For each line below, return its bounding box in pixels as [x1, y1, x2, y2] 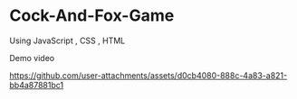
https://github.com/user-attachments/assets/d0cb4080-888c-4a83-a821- [9, 69, 288, 81]
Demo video [9, 52, 55, 63]
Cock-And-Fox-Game [9, 5, 175, 26]
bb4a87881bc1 [9, 79, 64, 90]
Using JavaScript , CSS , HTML [9, 35, 126, 46]
